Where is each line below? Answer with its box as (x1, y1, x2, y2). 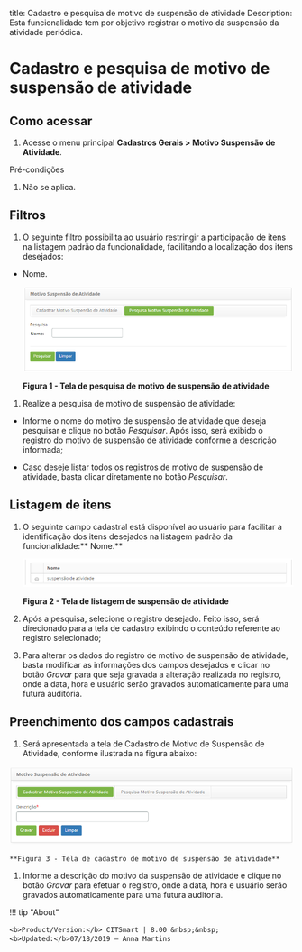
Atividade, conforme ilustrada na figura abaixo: (22, 747, 197, 758)
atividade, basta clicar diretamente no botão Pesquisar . (22, 471, 228, 481)
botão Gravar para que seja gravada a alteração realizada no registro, (22, 669, 282, 680)
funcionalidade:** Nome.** (22, 540, 124, 551)
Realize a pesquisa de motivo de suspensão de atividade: (22, 398, 236, 408)
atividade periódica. (9, 27, 84, 37)
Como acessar (9, 113, 93, 129)
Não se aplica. (22, 182, 77, 192)
